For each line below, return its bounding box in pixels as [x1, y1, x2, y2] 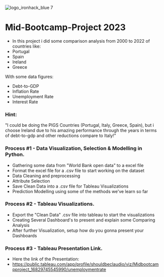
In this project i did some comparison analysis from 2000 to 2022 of [12, 38, 150, 44]
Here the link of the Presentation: [12, 256, 80, 262]
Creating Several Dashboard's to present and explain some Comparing [12, 217, 156, 223]
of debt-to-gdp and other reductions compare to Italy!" [5, 133, 116, 138]
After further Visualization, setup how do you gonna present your [12, 227, 144, 233]
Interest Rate [12, 99, 38, 105]
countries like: [12, 43, 41, 49]
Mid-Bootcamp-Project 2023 [5, 22, 126, 33]
